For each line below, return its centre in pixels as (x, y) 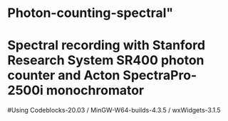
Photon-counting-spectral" (90, 13)
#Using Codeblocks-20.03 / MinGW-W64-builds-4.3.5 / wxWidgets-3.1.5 (114, 110)
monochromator (95, 91)
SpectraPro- (160, 75)
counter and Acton (64, 75)
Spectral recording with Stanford (106, 46)
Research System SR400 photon (106, 60)
